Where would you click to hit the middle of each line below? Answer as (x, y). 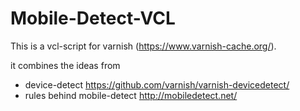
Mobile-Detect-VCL (93, 18)
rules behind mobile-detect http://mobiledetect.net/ (131, 95)
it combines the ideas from (65, 65)
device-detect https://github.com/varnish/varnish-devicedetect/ (157, 84)
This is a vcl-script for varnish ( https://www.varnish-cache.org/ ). (143, 46)
